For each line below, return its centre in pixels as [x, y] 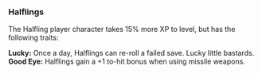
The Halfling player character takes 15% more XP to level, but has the [122, 29]
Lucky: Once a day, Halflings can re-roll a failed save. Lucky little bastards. [131, 53]
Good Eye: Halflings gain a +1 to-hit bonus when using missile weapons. [127, 61]
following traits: [33, 37]
